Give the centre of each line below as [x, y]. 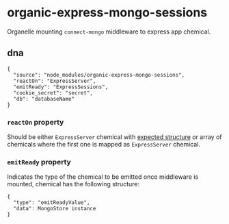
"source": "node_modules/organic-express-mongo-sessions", [99, 75]
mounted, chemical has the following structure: [73, 184]
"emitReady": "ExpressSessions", [61, 87]
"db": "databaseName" [44, 99]
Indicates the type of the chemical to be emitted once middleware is [103, 177]
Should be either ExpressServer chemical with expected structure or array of [114, 137]
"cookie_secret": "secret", [53, 93]
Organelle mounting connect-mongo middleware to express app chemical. [109, 32]
